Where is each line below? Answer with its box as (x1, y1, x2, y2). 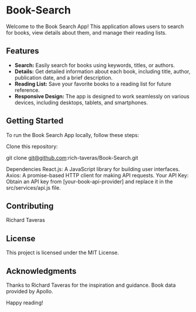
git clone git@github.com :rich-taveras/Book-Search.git (6, 154, 139, 161)
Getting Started (6, 116, 64, 126)
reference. (14, 86, 40, 94)
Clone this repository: (6, 143, 59, 150)
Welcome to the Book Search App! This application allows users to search (6, 23, 184, 30)
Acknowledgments (6, 266, 77, 276)
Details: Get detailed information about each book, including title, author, (14, 68, 191, 75)
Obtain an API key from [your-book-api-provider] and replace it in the (6, 178, 173, 185)
